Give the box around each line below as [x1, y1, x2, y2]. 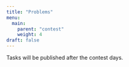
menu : [6, 15, 20, 21]
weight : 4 [17, 32, 43, 38]
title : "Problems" [6, 9, 53, 15]
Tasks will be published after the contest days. [6, 54, 123, 61]
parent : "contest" [17, 26, 64, 32]
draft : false [6, 37, 40, 43]
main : [12, 20, 26, 26]
